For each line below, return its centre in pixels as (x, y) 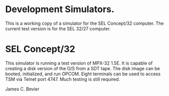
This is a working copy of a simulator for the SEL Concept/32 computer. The (85, 23)
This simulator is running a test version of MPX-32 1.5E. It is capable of (79, 63)
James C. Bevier (22, 89)
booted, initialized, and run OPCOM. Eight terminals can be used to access (83, 74)
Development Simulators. (60, 9)
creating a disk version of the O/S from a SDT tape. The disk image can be (83, 68)
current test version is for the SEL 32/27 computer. (58, 28)
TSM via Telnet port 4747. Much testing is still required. (63, 79)
